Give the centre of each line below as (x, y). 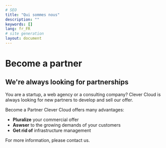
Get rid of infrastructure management (52, 130)
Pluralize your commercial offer (46, 120)
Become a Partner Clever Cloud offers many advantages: (65, 109)
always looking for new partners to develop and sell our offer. (69, 100)
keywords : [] (19, 24)
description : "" (22, 19)
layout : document (24, 39)
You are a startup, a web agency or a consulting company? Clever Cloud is (83, 94)
